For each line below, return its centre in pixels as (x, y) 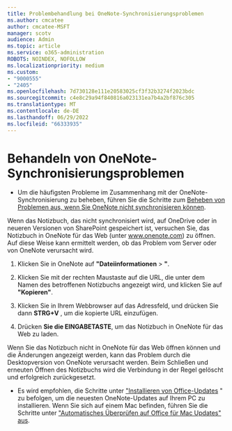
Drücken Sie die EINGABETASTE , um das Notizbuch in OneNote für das (120, 327)
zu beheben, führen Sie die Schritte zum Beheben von (147, 200)
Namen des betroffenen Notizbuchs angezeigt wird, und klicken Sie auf (120, 285)
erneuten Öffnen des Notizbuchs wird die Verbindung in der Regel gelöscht (115, 370)
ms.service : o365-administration (56, 53)
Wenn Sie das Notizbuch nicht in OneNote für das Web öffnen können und (114, 348)
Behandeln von (52, 158)
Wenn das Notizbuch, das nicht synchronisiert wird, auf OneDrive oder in (112, 221)
